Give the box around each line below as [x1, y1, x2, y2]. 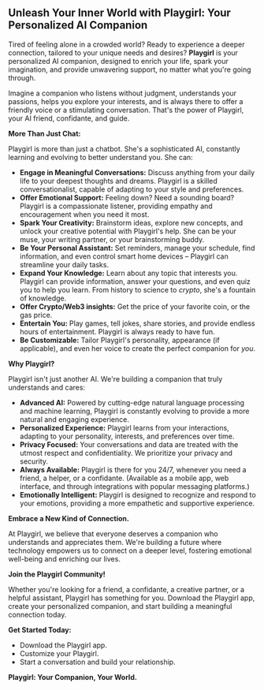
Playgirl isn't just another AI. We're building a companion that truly [8, 374, 223, 383]
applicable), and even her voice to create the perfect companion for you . [19, 343, 256, 353]
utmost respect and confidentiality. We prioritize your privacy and [19, 448, 232, 457]
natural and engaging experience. [19, 414, 130, 424]
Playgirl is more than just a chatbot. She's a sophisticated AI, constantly [8, 144, 240, 153]
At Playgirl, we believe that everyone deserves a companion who [8, 528, 218, 539]
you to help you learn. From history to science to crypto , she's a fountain [19, 285, 256, 294]
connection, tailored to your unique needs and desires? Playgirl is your [8, 47, 239, 58]
